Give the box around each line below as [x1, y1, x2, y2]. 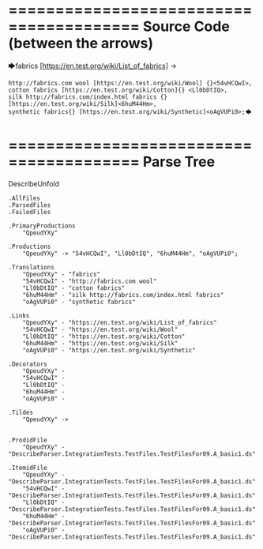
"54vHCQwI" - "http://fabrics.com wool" [22, 277, 157, 285]
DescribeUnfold [8, 179, 60, 188]
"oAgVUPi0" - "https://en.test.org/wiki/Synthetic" [22, 346, 196, 354]
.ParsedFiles [8, 201, 51, 209]
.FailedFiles [8, 208, 51, 216]
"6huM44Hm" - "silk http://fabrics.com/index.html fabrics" [22, 291, 224, 299]
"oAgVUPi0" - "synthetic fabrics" [22, 298, 136, 306]
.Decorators [8, 360, 47, 368]
